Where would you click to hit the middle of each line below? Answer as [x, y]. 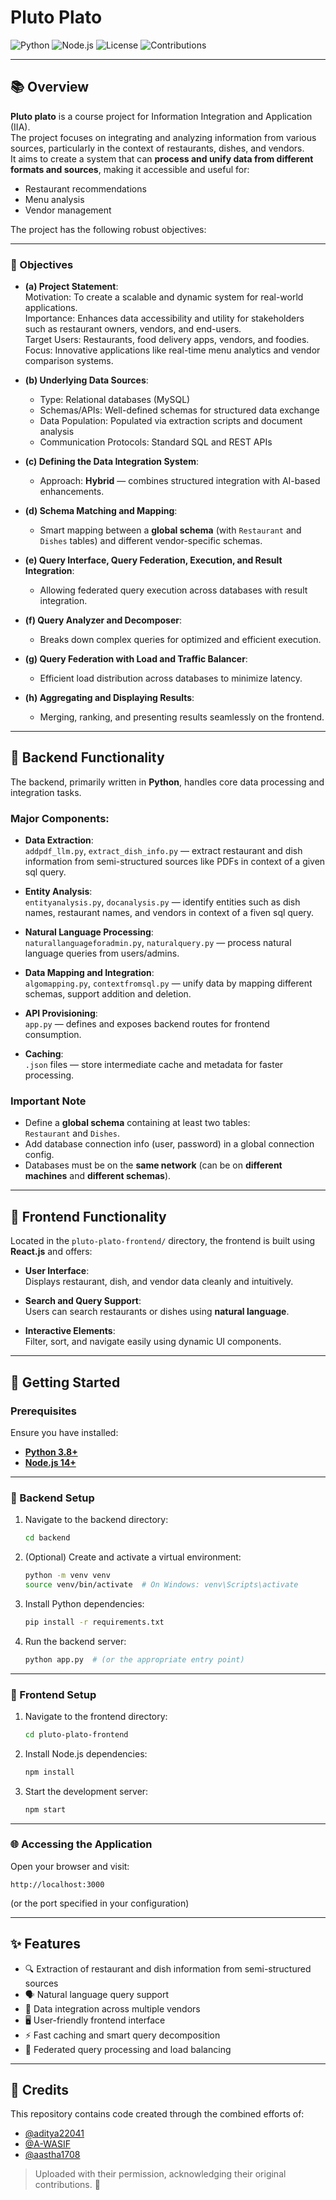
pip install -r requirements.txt [94, 1622]
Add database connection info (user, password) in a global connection [169, 1144]
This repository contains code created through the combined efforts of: [157, 2114]
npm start [45, 1809]
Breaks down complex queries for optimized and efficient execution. [180, 640]
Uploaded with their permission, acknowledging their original [160, 2174]
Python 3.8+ [51, 1452]
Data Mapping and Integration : [89, 973]
